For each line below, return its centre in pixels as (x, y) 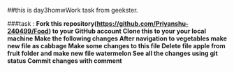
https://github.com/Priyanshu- (142, 23)
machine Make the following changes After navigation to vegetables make (117, 38)
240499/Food (28, 31)
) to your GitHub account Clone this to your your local (127, 31)
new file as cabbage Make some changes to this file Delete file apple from (116, 46)
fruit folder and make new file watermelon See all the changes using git (112, 53)
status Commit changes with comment (65, 61)
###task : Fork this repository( (52, 23)
